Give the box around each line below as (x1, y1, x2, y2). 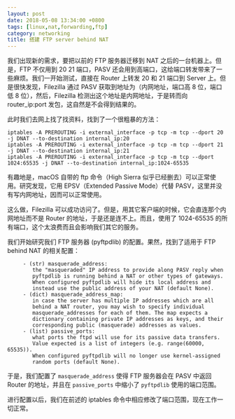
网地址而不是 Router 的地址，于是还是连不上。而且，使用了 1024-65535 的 (7, 214, 222, 223)
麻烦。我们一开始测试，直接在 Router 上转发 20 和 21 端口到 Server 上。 (13, 74, 220, 83)
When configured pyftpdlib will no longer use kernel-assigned (32, 352, 220, 359)
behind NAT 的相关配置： (7, 247, 80, 255)
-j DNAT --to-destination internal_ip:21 (7, 148, 130, 155)
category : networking (7, 29, 71, 37)
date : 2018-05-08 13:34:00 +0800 (7, 17, 105, 24)
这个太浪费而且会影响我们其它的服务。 (31, 223, 142, 231)
